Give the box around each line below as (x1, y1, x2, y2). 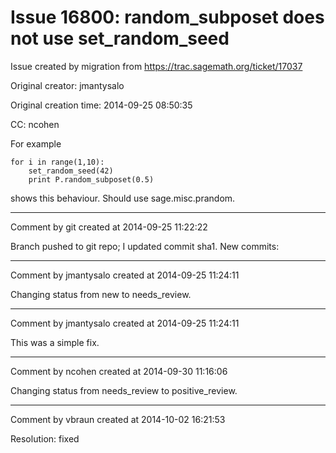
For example (10, 137, 62, 150)
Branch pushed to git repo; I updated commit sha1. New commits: (10, 240, 280, 252)
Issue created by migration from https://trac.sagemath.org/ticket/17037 (10, 60, 303, 72)
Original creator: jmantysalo (10, 79, 125, 91)
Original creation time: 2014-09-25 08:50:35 (10, 99, 193, 111)
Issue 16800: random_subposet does (10, 6, 325, 29)
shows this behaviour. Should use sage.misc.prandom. (10, 192, 236, 204)
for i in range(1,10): (10, 157, 105, 167)
